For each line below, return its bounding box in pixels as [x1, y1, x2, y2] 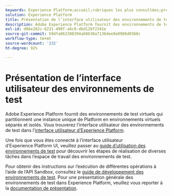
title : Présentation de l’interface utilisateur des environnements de [5, 17, 161, 22]
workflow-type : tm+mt [5, 36, 52, 41]
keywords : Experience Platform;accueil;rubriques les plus [5, 7, 134, 13]
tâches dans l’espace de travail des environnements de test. [5, 153, 132, 159]
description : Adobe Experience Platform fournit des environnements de [5, 21, 161, 27]
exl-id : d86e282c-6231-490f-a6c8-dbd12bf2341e [5, 27, 106, 32]
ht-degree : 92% [5, 46, 38, 51]
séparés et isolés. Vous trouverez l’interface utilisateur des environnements [5, 121, 164, 128]
